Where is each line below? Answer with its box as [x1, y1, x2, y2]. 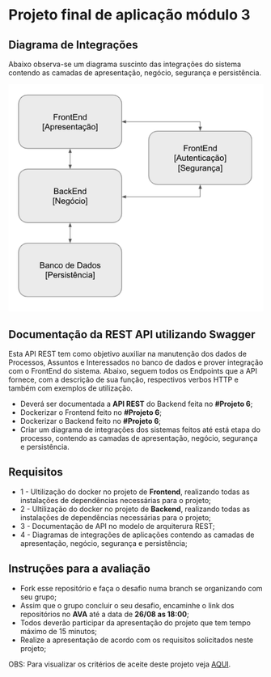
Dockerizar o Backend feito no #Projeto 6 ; [19, 417, 162, 426]
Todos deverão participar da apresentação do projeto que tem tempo [19, 617, 251, 628]
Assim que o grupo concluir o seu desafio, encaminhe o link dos [19, 600, 235, 610]
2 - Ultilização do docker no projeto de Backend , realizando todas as [19, 504, 251, 514]
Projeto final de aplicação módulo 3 [8, 6, 251, 24]
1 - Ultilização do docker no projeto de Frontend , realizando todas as [19, 487, 250, 497]
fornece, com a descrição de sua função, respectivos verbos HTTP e [8, 374, 239, 385]
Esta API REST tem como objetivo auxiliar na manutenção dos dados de [8, 349, 247, 359]
